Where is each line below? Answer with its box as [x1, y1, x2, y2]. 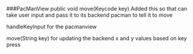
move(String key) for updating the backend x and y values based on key [6, 35, 188, 41]
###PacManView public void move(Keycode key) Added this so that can [6, 5, 188, 12]
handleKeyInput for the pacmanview [6, 23, 97, 30]
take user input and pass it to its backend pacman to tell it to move [6, 11, 173, 19]
